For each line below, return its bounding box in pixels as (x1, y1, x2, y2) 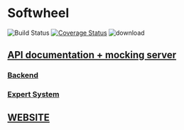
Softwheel (7, 5, 70, 21)
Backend (7, 70, 39, 80)
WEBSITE (7, 112, 50, 124)
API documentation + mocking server (7, 49, 176, 61)
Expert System (7, 90, 60, 99)
